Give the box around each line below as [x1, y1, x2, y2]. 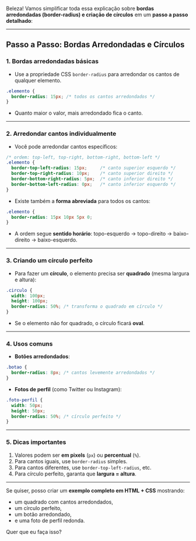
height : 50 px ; [11, 408, 45, 414]
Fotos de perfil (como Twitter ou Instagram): [14, 385, 122, 392]
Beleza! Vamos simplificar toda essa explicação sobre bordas [6, 5, 155, 12]
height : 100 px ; [11, 298, 48, 304]
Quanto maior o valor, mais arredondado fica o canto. [14, 109, 143, 116]
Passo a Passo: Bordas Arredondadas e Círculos [6, 40, 185, 50]
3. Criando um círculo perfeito [6, 257, 93, 265]
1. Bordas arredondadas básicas [6, 57, 99, 66]
